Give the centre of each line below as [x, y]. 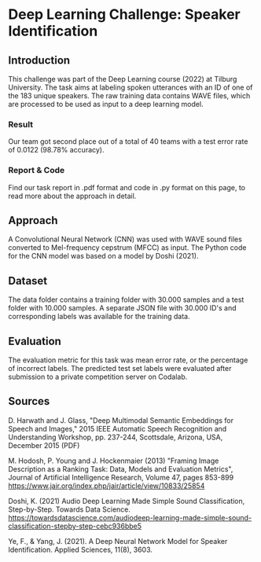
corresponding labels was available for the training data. [99, 317]
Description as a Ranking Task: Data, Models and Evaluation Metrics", [121, 468]
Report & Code [37, 171]
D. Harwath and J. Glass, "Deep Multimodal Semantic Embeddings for [121, 420]
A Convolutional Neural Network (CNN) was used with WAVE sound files [125, 239]
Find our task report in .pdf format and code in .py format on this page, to [127, 187]
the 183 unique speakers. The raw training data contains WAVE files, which [129, 96]
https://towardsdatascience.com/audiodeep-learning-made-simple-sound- [130, 517]
